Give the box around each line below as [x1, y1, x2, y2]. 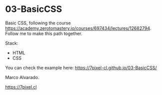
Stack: [5, 40, 18, 46]
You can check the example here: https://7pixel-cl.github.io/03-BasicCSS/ [5, 65, 157, 71]
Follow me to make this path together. [5, 30, 83, 36]
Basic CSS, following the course [5, 20, 71, 26]
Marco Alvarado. [5, 74, 39, 80]
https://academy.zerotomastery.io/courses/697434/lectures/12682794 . [5, 25, 152, 31]
